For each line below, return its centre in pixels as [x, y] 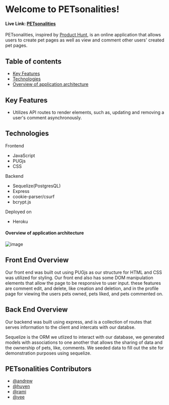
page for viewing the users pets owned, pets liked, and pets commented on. [84, 293]
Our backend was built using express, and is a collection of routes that [78, 322]
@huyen [21, 386]
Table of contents [33, 61]
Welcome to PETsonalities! [62, 9]
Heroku [20, 221]
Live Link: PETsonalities [31, 23]
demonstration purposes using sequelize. [48, 353]
